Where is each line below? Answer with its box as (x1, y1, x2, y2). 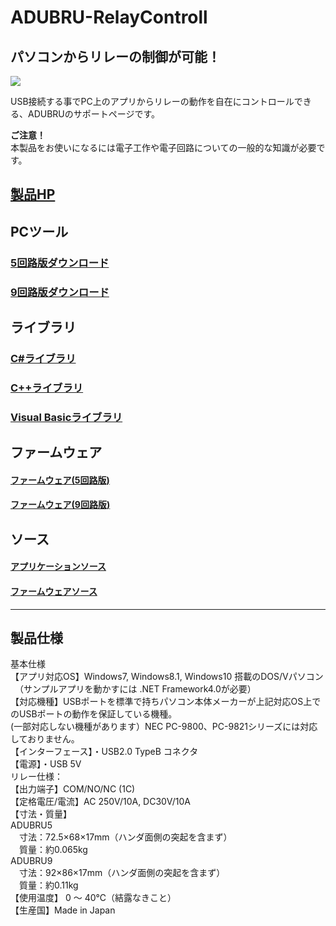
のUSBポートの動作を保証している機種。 (10, 708, 178, 720)
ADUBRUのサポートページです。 (27, 108, 161, 120)
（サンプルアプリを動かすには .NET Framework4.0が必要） (18, 683, 257, 695)
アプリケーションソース (10, 561, 107, 573)
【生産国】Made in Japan (10, 904, 116, 916)
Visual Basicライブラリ (10, 410, 123, 424)
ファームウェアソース (10, 585, 98, 597)
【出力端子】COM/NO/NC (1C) (10, 783, 136, 795)
